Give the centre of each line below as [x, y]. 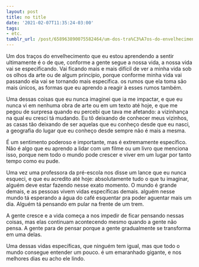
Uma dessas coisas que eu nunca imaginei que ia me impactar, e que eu [94, 99]
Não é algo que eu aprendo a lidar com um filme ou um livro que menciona [97, 148]
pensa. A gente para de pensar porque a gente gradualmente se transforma [99, 228]
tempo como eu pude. [33, 161]
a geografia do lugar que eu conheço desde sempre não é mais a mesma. [96, 131]
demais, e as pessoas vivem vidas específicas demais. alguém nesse [91, 191]
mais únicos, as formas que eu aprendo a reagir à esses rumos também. [94, 88]
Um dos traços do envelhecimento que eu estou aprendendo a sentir [90, 56]
